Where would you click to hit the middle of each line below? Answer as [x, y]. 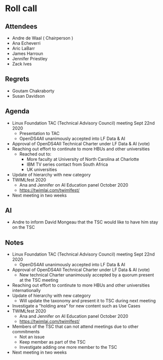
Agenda [17, 111]
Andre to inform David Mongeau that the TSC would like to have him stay [85, 222]
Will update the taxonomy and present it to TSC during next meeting [88, 301]
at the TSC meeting [39, 280]
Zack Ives [22, 64]
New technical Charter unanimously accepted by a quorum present [87, 275]
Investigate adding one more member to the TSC [68, 347]
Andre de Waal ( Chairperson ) [43, 38]
